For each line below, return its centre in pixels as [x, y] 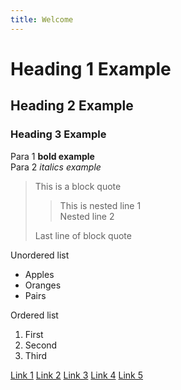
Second [41, 345]
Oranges [43, 285]
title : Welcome [42, 19]
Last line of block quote [83, 235]
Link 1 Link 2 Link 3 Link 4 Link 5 [77, 375]
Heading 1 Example [91, 68]
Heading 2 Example [72, 106]
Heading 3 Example [58, 134]
